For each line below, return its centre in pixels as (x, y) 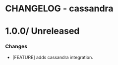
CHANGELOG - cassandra (59, 9)
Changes (16, 46)
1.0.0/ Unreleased (42, 31)
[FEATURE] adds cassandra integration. (53, 57)
